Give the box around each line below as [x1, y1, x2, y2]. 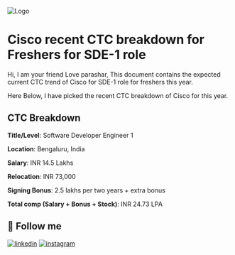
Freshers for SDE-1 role [7, 47, 147, 63]
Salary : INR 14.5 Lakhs [7, 158, 74, 167]
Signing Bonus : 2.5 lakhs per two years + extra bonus [7, 185, 165, 195]
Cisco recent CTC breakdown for [7, 32, 204, 48]
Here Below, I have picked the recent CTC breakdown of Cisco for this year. [7, 91, 229, 99]
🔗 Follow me [7, 220, 62, 232]
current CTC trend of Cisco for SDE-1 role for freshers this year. [7, 77, 193, 86]
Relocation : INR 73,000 [7, 172, 76, 180]
